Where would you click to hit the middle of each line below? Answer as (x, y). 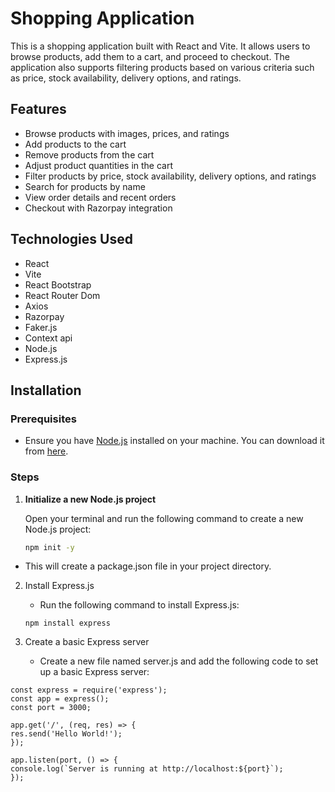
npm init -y (49, 547)
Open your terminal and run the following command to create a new (164, 518)
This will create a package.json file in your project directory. (148, 566)
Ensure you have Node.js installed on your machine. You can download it (174, 441)
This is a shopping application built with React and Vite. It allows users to (160, 46)
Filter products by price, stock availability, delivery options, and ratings (170, 176)
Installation (46, 390)
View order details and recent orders (100, 197)
